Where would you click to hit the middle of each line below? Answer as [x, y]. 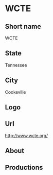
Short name [23, 26]
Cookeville [16, 92]
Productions [24, 167]
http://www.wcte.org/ [26, 135]
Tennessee [16, 65]
